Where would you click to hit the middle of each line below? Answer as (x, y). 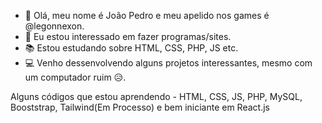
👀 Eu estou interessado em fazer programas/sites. (128, 36)
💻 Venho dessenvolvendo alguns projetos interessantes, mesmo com (168, 63)
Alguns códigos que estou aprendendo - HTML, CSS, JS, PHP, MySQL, (156, 96)
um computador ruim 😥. (75, 77)
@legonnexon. (54, 26)
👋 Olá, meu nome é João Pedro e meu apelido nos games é (147, 15)
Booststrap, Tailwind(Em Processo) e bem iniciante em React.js (140, 107)
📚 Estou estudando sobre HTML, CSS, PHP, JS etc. (131, 48)
